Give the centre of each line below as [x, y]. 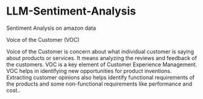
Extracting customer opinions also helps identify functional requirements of [101, 77]
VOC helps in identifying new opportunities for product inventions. [89, 70]
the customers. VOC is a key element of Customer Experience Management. [102, 64]
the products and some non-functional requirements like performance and [99, 84]
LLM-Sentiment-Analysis [71, 11]
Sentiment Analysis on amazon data [51, 28]
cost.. [13, 90]
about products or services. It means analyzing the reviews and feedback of [102, 58]
